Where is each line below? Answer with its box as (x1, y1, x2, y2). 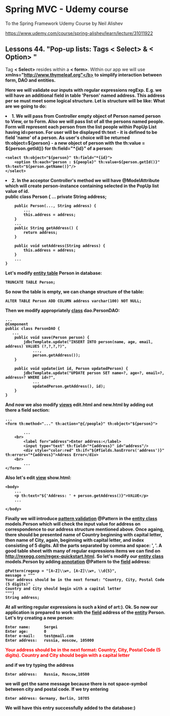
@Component (5, 321, 28, 327)
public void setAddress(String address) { (14, 243, 106, 248)
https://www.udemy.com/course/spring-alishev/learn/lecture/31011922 (5, 30, 153, 36)
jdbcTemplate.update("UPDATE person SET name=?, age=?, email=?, (23, 370, 165, 376)
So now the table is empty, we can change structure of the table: (5, 288, 144, 295)
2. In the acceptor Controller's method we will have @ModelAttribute (12, 177, 160, 183)
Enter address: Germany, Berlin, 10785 (5, 696, 90, 701)
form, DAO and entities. (5, 77, 56, 83)
